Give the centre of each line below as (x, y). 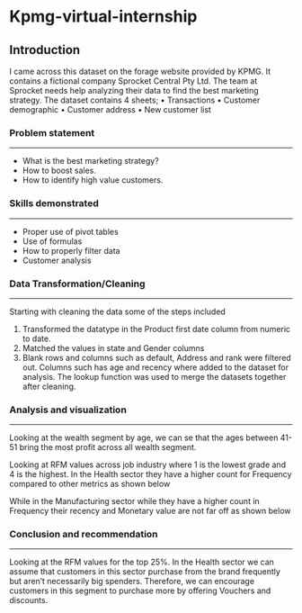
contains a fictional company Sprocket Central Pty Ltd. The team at (133, 81)
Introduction (45, 50)
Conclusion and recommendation (84, 535)
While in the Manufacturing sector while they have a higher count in (135, 501)
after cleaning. (49, 386)
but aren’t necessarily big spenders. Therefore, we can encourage (132, 581)
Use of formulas (52, 241)
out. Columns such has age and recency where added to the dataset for (155, 367)
